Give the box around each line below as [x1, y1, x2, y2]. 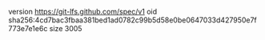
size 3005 [49, 24, 82, 33]
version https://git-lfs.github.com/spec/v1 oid [8, 7, 158, 16]
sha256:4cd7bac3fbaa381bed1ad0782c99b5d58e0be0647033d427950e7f [8, 15, 258, 25]
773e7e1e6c [8, 24, 48, 33]
